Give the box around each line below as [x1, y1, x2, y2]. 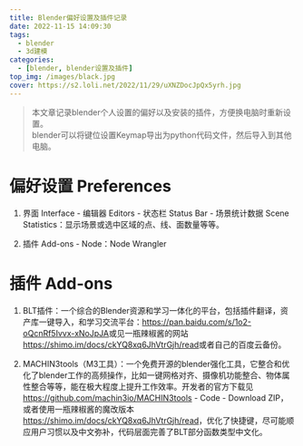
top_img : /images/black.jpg [9, 73, 116, 82]
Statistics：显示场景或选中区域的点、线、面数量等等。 [22, 218, 225, 229]
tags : [9, 30, 30, 39]
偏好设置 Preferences [9, 176, 172, 196]
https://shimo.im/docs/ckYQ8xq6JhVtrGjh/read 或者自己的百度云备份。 [22, 339, 287, 350]
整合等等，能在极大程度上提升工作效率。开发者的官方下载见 [30, 381, 254, 392]
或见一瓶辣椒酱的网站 [108, 327, 189, 338]
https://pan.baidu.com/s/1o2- [142, 316, 252, 327]
